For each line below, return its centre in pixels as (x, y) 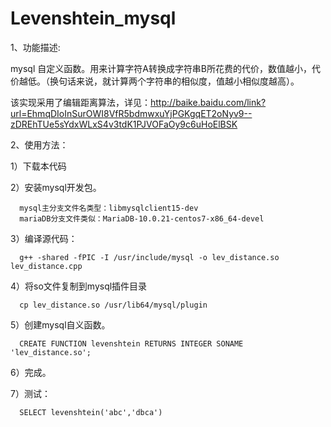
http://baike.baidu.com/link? (208, 102)
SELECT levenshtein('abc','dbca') (91, 412)
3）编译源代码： (44, 238)
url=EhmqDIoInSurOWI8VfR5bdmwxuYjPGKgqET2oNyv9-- (131, 113)
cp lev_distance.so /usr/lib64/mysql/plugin (113, 305)
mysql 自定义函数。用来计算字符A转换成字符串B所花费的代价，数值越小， (161, 68)
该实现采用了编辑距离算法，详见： (80, 102)
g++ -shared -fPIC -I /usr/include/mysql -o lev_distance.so (149, 257)
